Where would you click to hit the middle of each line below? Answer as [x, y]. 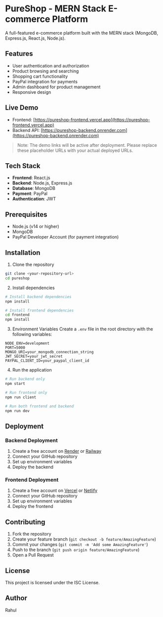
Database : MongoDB [34, 188]
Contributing [25, 522]
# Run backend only [25, 379]
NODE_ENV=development [27, 343]
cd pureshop [17, 278]
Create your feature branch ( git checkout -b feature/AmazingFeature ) [84, 539]
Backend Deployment [31, 440]
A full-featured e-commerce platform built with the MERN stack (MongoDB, [82, 33]
